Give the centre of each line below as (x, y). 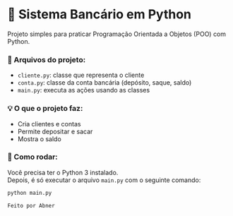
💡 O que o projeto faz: (45, 109)
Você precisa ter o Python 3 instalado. (63, 172)
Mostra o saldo (39, 139)
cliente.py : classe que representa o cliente (81, 75)
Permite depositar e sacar (55, 131)
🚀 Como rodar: (32, 157)
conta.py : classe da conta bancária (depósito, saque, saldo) (104, 83)
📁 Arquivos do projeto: (47, 59)
